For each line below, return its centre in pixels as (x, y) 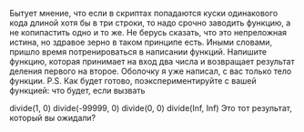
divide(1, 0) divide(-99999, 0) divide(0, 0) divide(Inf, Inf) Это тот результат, (151, 108)
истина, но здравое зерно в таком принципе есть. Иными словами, (141, 42)
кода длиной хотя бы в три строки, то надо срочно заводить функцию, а (150, 23)
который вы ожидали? (53, 118)
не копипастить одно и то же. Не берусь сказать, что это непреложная (148, 32)
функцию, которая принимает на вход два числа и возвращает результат (152, 61)
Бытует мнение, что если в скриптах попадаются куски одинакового (144, 13)
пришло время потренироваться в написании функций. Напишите (138, 52)
